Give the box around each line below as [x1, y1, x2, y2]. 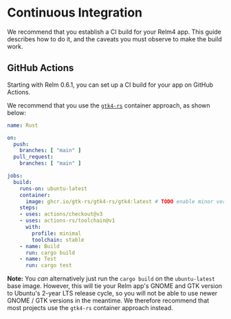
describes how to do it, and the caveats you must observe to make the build [7, 34, 222, 43]
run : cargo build [25, 249, 76, 256]
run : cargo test [25, 262, 72, 269]
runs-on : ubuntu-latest [19, 185, 88, 192]
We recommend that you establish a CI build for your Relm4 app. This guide [7, 28, 222, 36]
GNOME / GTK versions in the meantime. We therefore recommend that [7, 296, 210, 305]
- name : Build [19, 243, 60, 249]
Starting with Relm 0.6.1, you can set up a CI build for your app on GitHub [7, 81, 214, 89]
